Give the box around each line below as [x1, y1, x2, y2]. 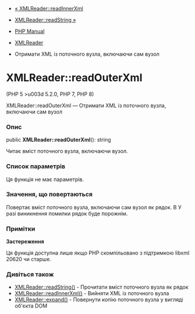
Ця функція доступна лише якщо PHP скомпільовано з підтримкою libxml [6, 249, 190, 256]
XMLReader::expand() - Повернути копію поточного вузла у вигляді [14, 296, 183, 303]
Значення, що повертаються [6, 191, 93, 199]
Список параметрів [6, 162, 66, 171]
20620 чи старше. [6, 256, 52, 263]
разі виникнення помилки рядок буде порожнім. [6, 210, 128, 217]
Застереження [6, 238, 45, 245]
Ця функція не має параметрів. [6, 176, 84, 183]
